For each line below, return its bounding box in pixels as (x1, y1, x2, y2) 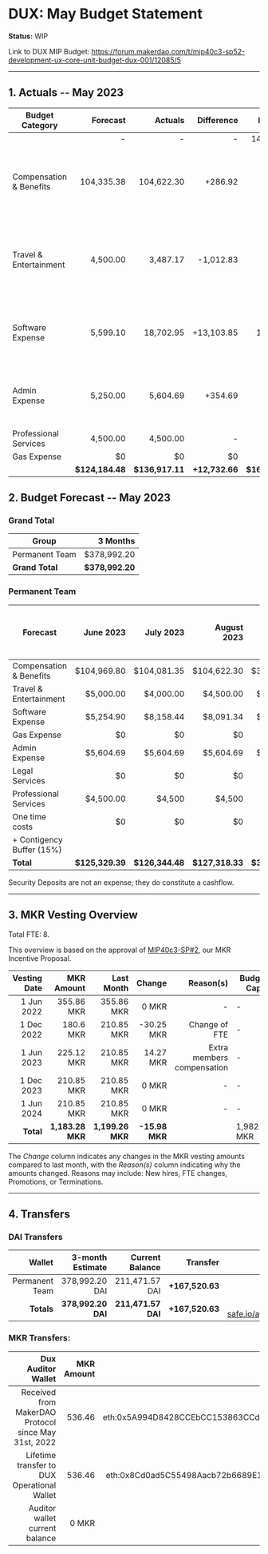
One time (12, 811, 46, 822)
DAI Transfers (8, 1231, 63, 1242)
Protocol (24, 1417, 57, 1428)
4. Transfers (8, 1207, 70, 1221)
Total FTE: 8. (8, 929, 50, 939)
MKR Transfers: (8, 1333, 71, 1344)
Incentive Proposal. (8, 953, 72, 963)
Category (21, 119, 58, 130)
